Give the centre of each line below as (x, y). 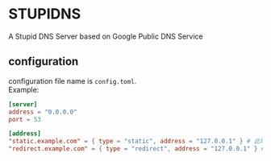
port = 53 (25, 119)
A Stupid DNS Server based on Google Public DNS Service (106, 36)
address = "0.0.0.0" (43, 112)
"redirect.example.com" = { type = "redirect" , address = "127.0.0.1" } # (137, 149)
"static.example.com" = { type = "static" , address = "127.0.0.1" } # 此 (134, 142)
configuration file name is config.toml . (73, 80)
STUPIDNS (45, 14)
